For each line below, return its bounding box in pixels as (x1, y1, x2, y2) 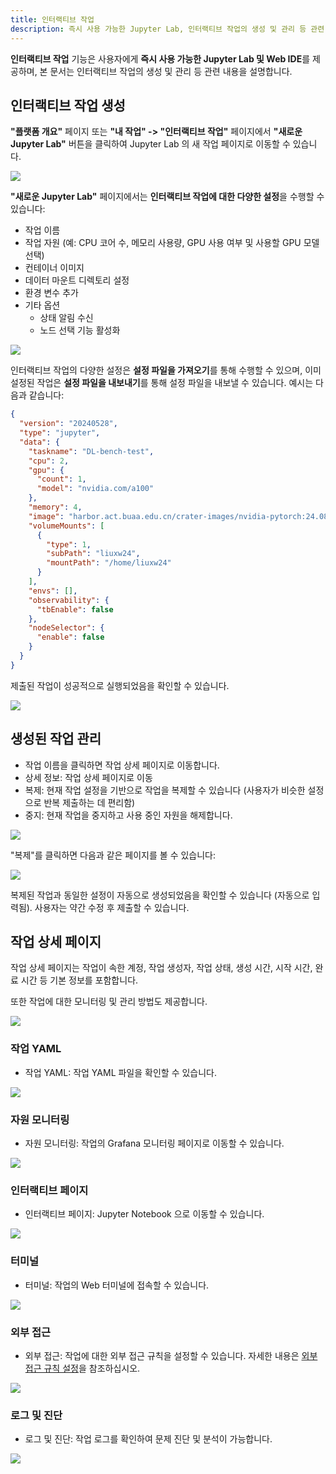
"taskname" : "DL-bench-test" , (28, 446, 155, 456)
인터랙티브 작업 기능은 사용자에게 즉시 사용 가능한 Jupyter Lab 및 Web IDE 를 (10, 52, 311, 65)
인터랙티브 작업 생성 (10, 97, 126, 114)
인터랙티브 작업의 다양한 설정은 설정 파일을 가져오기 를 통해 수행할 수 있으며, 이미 (10, 364, 322, 376)
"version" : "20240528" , (19, 419, 118, 429)
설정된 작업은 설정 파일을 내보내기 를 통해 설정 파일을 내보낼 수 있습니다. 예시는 (10, 377, 314, 389)
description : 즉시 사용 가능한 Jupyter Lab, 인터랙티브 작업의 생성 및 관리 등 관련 (10, 24, 325, 34)
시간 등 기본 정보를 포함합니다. (20, 974, 139, 986)
